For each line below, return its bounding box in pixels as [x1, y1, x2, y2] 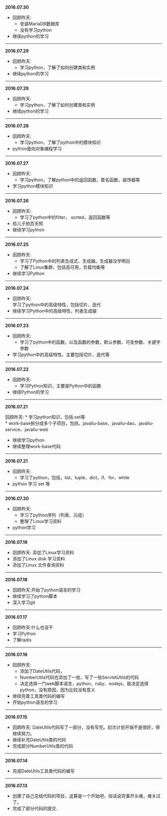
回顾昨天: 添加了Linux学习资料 [12, 549, 75, 555]
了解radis [12, 637, 32, 643]
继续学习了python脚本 [12, 593, 58, 599]
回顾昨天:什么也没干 [12, 624, 53, 630]
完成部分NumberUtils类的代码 [12, 743, 74, 749]
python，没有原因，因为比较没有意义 [19, 687, 95, 693]
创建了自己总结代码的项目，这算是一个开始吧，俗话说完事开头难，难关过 [12, 793, 161, 799]
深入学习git [12, 599, 36, 605]
